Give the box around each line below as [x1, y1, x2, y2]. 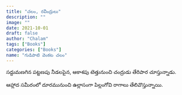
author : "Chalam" [6, 36, 49, 42]
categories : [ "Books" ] [6, 47, 62, 53]
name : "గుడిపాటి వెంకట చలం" [6, 52, 68, 58]
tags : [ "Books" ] [6, 42, 46, 48]
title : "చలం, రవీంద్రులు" [6, 8, 61, 15]
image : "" [6, 19, 31, 25]
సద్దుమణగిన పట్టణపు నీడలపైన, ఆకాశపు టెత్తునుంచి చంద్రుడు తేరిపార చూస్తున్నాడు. [6, 68, 177, 75]
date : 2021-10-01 [6, 25, 49, 31]
